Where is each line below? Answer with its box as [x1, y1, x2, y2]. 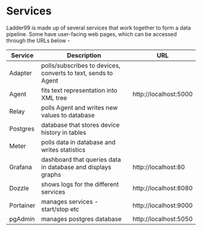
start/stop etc [41, 205, 79, 213]
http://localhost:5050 [132, 215, 193, 223]
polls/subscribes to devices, [41, 61, 121, 70]
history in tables [41, 128, 87, 137]
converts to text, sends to [41, 69, 113, 77]
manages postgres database [41, 215, 122, 223]
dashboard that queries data [41, 155, 121, 164]
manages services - [41, 197, 99, 206]
